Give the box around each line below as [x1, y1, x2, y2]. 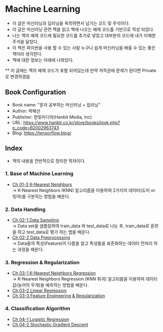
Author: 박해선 [12, 108, 41, 114]
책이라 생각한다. [12, 51, 43, 57]
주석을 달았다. [12, 38, 39, 45]
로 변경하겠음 [5, 74, 30, 79]
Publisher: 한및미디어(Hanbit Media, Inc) [12, 114, 92, 120]
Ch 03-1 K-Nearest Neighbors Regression [12, 270, 96, 276]
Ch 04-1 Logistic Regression [12, 316, 70, 322]
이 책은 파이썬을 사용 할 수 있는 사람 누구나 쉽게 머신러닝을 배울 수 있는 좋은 [12, 45, 156, 51]
